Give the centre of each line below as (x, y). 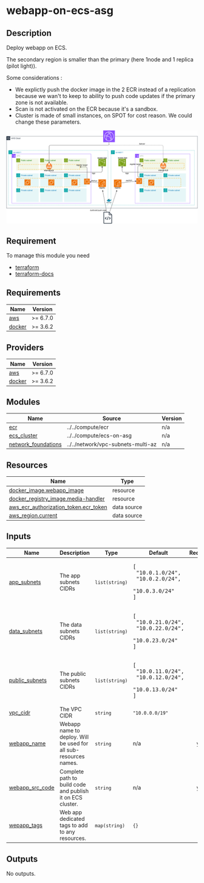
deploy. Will (74, 737)
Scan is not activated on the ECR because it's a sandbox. (86, 109)
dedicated (72, 818)
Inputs (19, 536)
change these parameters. (48, 122)
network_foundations (35, 444)
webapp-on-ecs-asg (60, 11)
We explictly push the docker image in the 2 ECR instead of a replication (105, 90)
